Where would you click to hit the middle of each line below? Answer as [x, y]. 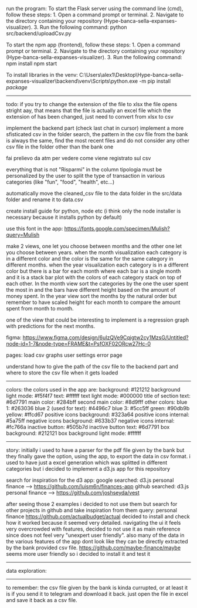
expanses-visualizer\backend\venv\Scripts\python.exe [72, 81]
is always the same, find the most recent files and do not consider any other [98, 141]
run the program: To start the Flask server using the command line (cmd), [95, 9]
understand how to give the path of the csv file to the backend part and [92, 367]
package [17, 87]
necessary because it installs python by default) [64, 217]
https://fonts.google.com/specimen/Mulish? [117, 229]
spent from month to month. [40, 308]
